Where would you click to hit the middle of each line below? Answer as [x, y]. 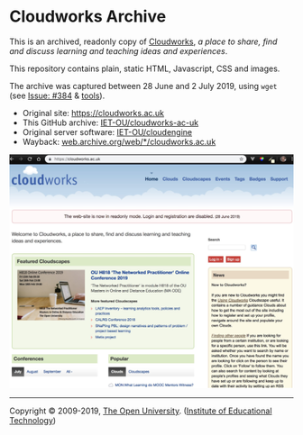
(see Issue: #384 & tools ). [57, 95]
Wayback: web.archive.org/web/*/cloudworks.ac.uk [119, 141]
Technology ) [33, 420]
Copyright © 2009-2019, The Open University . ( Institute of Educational [141, 411]
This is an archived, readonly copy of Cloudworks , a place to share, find [143, 41]
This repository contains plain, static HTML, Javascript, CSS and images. [145, 68]
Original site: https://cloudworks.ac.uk [93, 113]
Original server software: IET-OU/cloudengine [107, 131]
